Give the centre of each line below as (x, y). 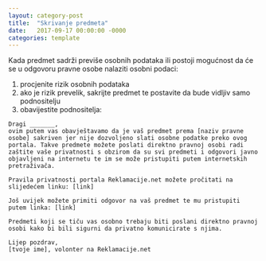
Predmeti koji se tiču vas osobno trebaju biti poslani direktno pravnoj (133, 222)
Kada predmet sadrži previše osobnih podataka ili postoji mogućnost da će (131, 60)
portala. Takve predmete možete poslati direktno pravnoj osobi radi (126, 145)
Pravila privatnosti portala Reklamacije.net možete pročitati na (121, 180)
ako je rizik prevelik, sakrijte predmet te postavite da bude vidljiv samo (135, 93)
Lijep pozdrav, (33, 243)
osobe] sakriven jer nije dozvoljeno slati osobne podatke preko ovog (128, 138)
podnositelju (40, 101)
